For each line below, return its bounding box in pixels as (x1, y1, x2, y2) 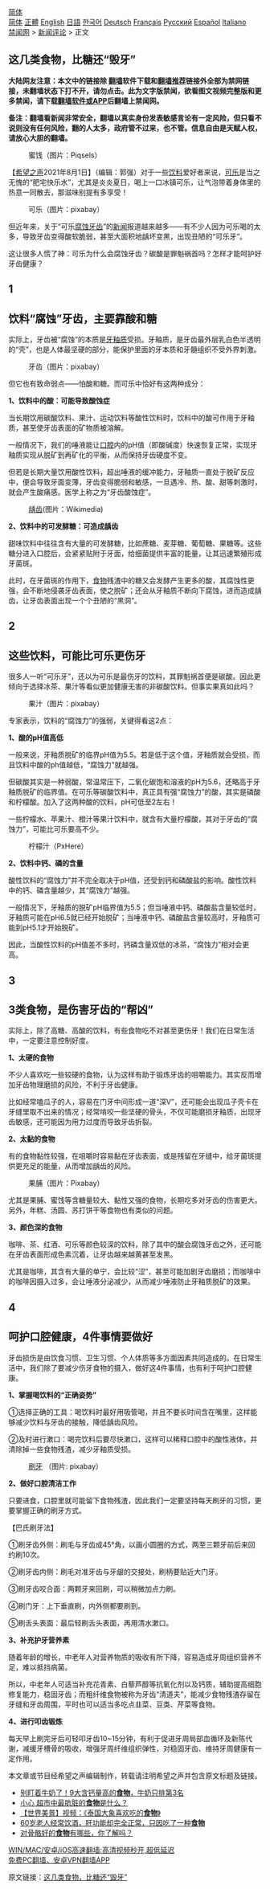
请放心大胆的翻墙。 (8, 133, 72, 142)
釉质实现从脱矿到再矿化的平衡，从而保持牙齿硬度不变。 (8, 450, 191, 460)
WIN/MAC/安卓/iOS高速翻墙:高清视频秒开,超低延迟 (8, 1845, 175, 1854)
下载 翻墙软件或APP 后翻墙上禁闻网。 (43, 96, 164, 105)
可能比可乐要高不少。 (32, 824, 104, 834)
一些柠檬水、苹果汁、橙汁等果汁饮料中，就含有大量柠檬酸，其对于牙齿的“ (8, 814, 252, 824)
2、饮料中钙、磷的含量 (8, 858, 84, 869)
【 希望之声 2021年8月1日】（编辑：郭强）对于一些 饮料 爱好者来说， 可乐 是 (8, 167, 247, 177)
